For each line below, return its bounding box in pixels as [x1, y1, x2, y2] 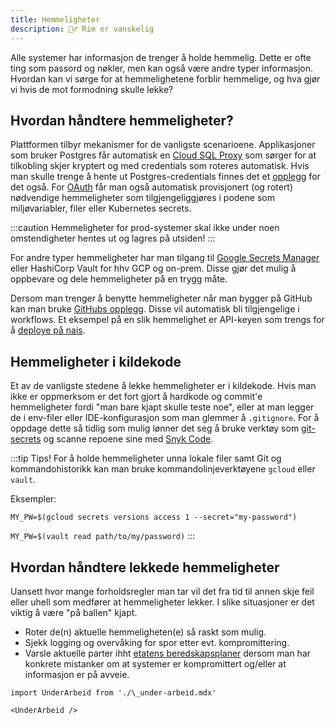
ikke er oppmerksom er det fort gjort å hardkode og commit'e [10, 391, 263, 403]
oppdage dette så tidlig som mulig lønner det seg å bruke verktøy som [10, 422, 300, 435]
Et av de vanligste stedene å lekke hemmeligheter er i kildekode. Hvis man [10, 380, 317, 392]
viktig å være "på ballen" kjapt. [10, 606, 138, 618]
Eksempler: [10, 493, 57, 505]
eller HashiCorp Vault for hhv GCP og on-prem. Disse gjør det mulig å [10, 262, 297, 275]
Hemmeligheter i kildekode [10, 353, 182, 370]
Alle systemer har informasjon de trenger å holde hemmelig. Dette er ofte [10, 51, 312, 63]
